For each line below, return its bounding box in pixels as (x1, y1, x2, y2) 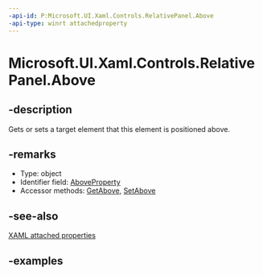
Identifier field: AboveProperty (19, 178, 121, 187)
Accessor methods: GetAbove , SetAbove (19, 186, 156, 195)
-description (8, 103, 72, 117)
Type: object (19, 169, 62, 179)
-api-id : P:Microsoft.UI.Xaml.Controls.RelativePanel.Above (8, 11, 215, 20)
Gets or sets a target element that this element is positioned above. (8, 124, 231, 133)
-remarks (8, 147, 56, 161)
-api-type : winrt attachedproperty (8, 19, 128, 27)
